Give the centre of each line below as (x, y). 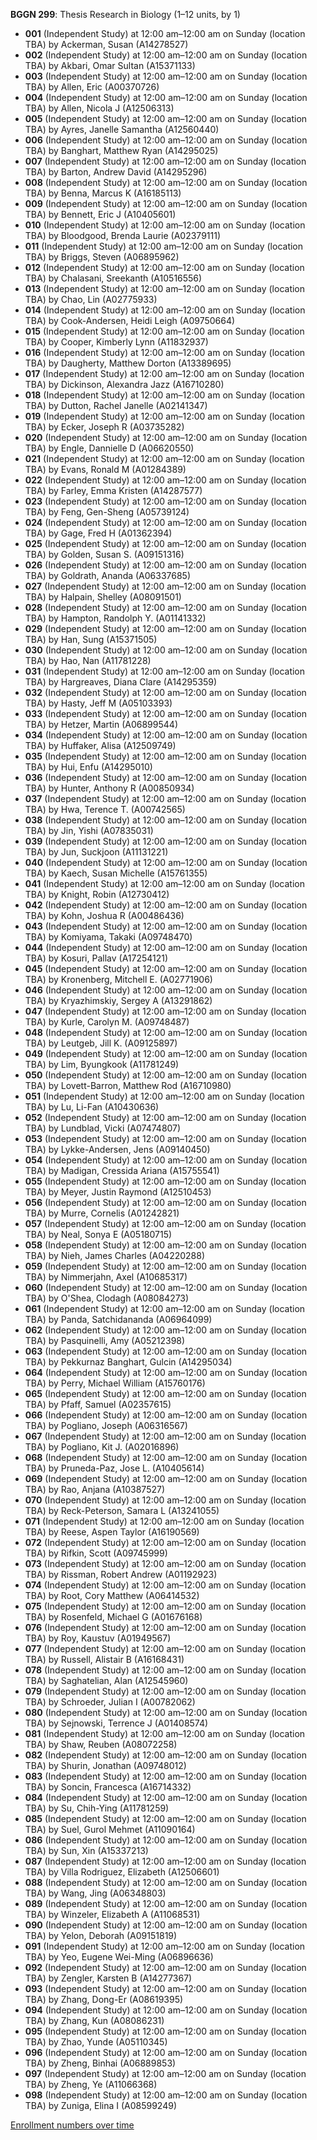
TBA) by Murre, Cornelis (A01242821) (102, 1213)
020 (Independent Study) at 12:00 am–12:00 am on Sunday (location (166, 437)
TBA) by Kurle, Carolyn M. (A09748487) (107, 1022)
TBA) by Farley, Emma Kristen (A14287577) (113, 490)
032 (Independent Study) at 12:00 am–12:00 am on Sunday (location (165, 692)
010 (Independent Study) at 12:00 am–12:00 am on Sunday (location (165, 225)
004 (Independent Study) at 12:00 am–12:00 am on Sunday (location (166, 97)
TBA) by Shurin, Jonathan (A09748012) (105, 1765)
